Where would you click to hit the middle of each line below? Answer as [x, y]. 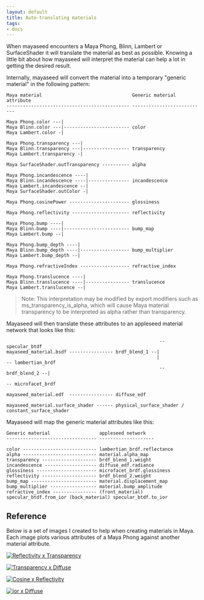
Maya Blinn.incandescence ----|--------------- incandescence [87, 181]
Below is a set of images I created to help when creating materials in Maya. [100, 531]
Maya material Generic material [91, 95]
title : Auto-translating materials [52, 18]
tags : [13, 23]
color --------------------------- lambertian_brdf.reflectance [90, 449]
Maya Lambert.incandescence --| [47, 186]
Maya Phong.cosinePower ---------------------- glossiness [83, 202]
